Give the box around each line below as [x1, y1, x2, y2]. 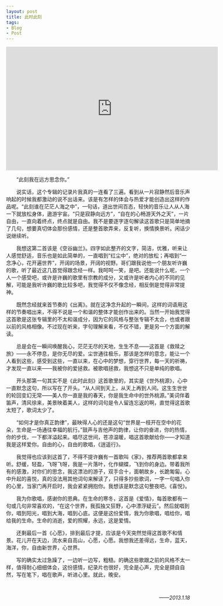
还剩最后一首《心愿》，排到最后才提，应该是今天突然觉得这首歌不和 [16, 529, 177, 536]
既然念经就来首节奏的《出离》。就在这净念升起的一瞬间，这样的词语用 [16, 301, 183, 308]
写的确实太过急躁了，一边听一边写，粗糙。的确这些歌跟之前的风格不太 [16, 557, 185, 564]
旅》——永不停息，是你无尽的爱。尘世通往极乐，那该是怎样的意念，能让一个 [6, 350, 190, 357]
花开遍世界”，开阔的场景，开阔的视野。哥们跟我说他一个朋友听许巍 [26, 259, 188, 266]
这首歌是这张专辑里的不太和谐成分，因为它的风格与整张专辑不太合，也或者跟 [6, 316, 190, 323]
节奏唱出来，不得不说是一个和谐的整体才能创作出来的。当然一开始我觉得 [16, 309, 190, 316]
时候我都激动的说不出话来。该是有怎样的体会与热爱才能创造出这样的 [21, 196, 185, 203]
